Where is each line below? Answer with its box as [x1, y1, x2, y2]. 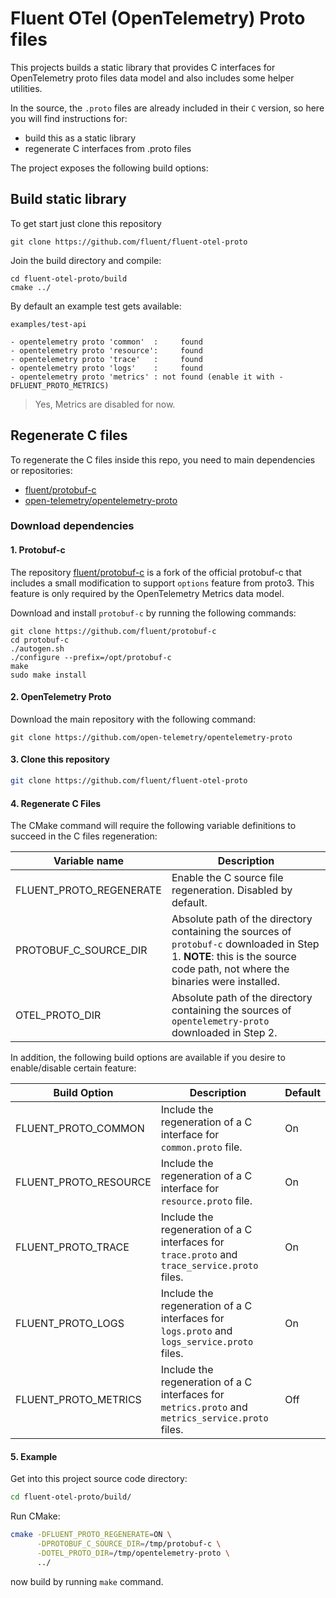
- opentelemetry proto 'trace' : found [10, 354, 203, 364]
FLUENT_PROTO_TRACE [15, 1240, 130, 1254]
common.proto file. [160, 1140, 243, 1154]
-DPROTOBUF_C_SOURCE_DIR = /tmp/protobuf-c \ [36, 1539, 222, 1549]
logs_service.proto [160, 1337, 254, 1348]
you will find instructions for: [10, 112, 128, 124]
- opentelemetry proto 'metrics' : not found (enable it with [10, 372, 275, 382]
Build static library [10, 191, 127, 208]
